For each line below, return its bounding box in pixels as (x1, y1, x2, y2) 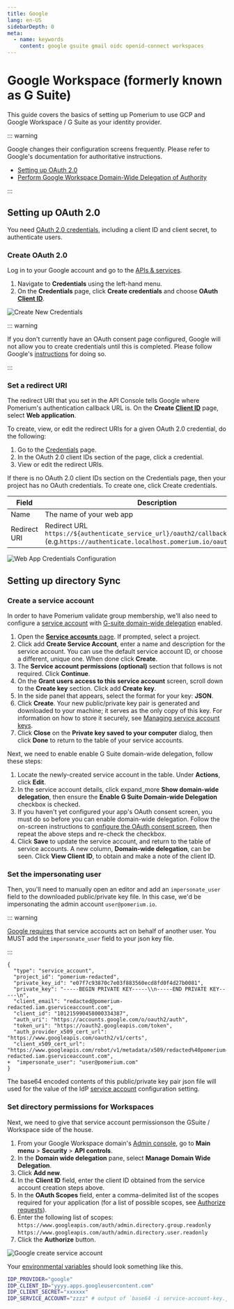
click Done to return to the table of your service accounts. (17, 736, 184, 744)
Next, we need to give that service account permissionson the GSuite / (7, 1118, 210, 1126)
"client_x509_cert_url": (13, 1041, 86, 1048)
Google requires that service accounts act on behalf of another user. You (7, 927, 217, 935)
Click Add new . (17, 1168, 62, 1177)
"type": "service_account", (13, 967, 95, 974)
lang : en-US (7, 17, 42, 24)
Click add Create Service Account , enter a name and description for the (17, 640, 226, 648)
